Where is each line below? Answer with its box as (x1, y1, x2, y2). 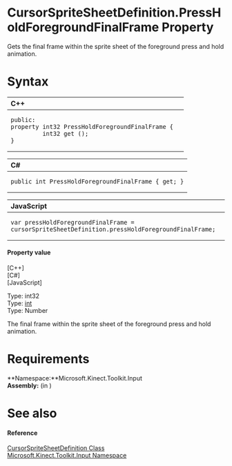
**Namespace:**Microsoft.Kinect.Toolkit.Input (7, 374, 143, 383)
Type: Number (7, 307, 48, 315)
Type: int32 (7, 292, 40, 301)
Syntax (7, 74, 49, 90)
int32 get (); (42, 130, 89, 137)
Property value (7, 248, 51, 256)
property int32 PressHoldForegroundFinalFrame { (10, 123, 174, 130)
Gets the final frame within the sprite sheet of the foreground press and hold (7, 42, 224, 50)
